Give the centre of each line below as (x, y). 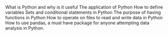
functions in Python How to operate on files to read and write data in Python (84, 18)
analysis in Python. (25, 28)
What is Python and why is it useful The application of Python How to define (84, 7)
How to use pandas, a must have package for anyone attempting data (77, 23)
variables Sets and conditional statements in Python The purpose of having (83, 12)
